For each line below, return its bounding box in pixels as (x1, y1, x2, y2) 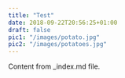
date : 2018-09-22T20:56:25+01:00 (8, 19, 118, 27)
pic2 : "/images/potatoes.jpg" (8, 41, 108, 48)
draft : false (8, 26, 51, 34)
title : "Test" (8, 11, 55, 19)
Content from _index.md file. (8, 62, 101, 71)
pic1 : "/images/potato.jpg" (8, 33, 101, 41)
